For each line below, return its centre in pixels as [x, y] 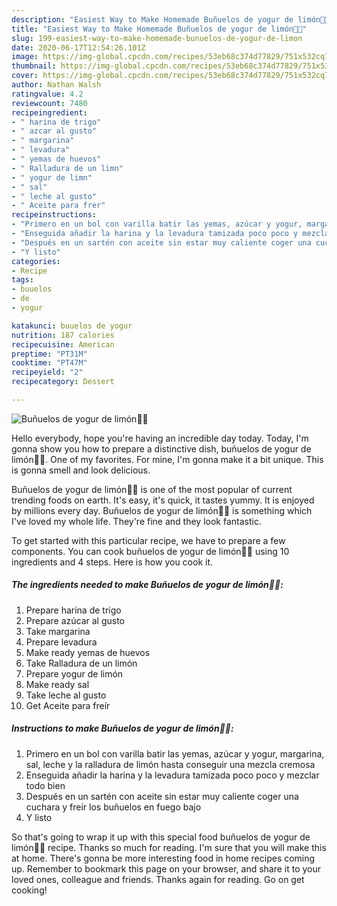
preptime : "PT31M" [49, 354]
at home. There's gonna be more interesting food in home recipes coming [163, 858]
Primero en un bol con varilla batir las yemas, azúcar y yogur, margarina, [175, 753]
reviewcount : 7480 [49, 103]
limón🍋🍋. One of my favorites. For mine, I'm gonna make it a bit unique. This [167, 459]
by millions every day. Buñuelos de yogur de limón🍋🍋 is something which [162, 510]
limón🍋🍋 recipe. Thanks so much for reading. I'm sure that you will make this [169, 847]
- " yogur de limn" [52, 177]
